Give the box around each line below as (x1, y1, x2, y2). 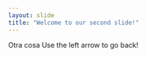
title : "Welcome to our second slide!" (8, 19, 140, 27)
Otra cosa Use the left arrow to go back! (8, 40, 139, 49)
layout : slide (8, 11, 55, 20)
